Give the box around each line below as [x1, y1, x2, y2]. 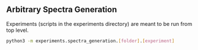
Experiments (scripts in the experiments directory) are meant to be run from [6, 20, 193, 27]
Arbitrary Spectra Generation [6, 5, 117, 15]
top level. [6, 26, 29, 34]
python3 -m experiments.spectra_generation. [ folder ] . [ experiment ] [6, 38, 175, 44]
